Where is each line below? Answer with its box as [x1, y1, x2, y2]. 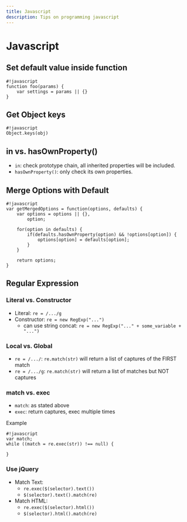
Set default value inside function [6, 63, 128, 73]
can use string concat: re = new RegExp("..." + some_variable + [23, 322, 182, 329]
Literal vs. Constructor [6, 296, 72, 304]
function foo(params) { [6, 83, 64, 89]
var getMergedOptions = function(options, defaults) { [6, 206, 143, 212]
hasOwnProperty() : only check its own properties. [14, 168, 133, 175]
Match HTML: [14, 497, 48, 504]
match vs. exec [6, 389, 50, 397]
